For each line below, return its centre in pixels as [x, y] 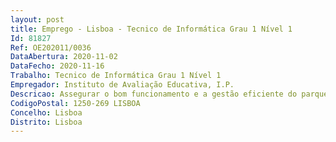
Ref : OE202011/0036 [51, 47]
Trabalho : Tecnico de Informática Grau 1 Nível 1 [116, 76]
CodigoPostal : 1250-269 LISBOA [75, 103]
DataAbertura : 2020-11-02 [64, 57]
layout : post [37, 19]
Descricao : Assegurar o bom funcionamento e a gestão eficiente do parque [169, 94]
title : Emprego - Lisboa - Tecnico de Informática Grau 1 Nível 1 [151, 29]
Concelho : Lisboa [46, 112]
